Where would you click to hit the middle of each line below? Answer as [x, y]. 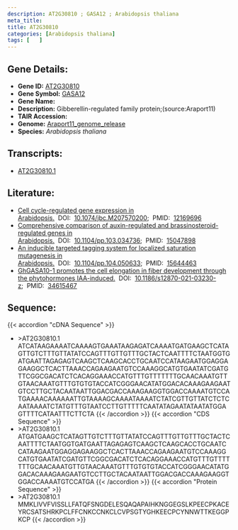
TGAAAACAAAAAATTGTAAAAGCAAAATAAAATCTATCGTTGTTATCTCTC [124, 399]
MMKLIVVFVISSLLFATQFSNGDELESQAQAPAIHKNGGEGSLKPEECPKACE [124, 504]
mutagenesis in [40, 255]
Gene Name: [36, 101]
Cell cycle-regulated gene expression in [76, 210]
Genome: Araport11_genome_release [72, 123]
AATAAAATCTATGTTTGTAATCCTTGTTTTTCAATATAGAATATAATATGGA [122, 407]
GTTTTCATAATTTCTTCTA [56, 414]
